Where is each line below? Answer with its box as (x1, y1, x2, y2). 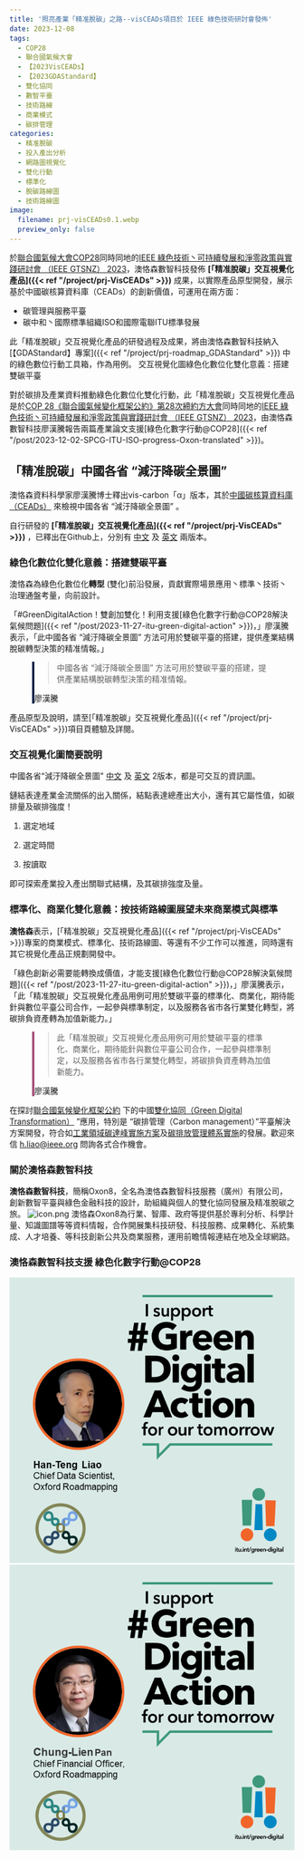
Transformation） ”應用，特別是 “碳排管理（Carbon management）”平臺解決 (9, 1116, 291, 1127)
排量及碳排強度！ (9, 801, 73, 812)
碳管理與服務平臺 (22, 305, 87, 316)
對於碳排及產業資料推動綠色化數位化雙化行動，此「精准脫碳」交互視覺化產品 (9, 389, 295, 400)
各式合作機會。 (95, 1138, 152, 1149)
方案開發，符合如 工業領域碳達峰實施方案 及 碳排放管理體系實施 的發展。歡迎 (9, 1127, 287, 1138)
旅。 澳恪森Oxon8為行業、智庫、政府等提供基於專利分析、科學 (9, 1208, 287, 1219)
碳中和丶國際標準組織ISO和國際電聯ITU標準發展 (22, 316, 201, 327)
